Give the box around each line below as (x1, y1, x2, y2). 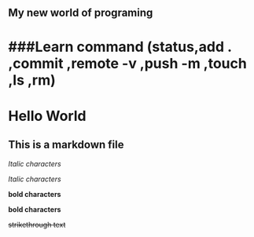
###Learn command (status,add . (8, 38, 232, 56)
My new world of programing (8, 6, 153, 20)
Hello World (8, 107, 87, 125)
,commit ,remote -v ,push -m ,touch (8, 54, 248, 72)
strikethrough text (8, 220, 66, 229)
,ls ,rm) (8, 71, 57, 89)
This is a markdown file (8, 138, 124, 151)
